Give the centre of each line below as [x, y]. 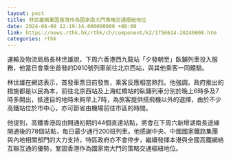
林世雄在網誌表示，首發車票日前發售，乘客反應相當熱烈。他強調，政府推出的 [115, 82]
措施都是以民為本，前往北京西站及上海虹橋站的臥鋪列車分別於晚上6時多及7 [113, 91]
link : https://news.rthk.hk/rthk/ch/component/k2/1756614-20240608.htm [112, 33]
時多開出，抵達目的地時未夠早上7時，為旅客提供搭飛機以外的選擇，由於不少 [114, 99]
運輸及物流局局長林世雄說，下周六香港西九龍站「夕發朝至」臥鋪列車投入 [109, 60]
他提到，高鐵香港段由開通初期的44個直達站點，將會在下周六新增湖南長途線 [113, 123]
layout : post [26, 13]
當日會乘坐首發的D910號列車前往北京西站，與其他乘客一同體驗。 [117, 68]
